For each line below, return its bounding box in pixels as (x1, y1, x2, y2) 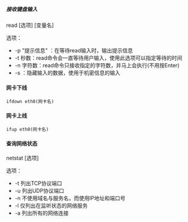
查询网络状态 (6, 140, 37, 147)
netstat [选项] (6, 154, 39, 161)
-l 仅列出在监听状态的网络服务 (14, 202, 88, 209)
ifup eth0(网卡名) (6, 127, 49, 133)
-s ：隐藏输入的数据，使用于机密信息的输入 (14, 69, 120, 76)
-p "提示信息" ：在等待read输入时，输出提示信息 (14, 46, 133, 54)
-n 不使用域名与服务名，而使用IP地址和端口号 (14, 194, 126, 202)
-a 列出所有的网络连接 (14, 209, 69, 217)
